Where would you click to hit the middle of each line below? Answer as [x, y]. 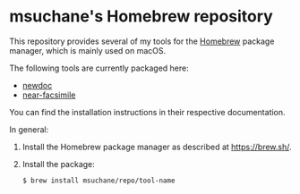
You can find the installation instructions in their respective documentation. [147, 112]
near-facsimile [49, 95]
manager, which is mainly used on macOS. [88, 50]
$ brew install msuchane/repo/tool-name [99, 181]
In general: [29, 129]
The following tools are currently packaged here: [99, 68]
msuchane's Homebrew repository [141, 17]
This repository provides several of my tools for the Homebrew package [142, 41]
